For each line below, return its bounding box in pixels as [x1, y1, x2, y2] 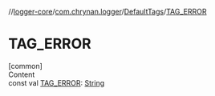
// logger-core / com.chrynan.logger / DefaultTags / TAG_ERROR [8, 7, 207, 16]
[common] [8, 61, 43, 70]
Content [8, 70, 35, 79]
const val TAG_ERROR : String [8, 78, 105, 87]
